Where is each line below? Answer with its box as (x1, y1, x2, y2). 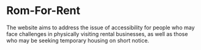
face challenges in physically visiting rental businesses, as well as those (6, 30, 188, 37)
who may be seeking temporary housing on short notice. (6, 37, 150, 44)
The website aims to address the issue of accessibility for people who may (6, 24, 195, 31)
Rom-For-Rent (6, 4, 81, 18)
